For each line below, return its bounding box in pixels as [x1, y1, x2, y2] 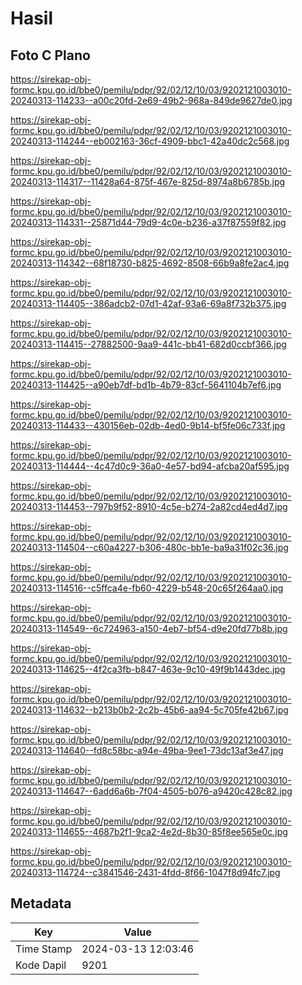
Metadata [10, 895, 72, 912]
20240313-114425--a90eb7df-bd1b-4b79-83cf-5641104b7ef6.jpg [10, 379, 282, 391]
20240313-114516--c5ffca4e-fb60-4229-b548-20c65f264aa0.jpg [10, 582, 284, 594]
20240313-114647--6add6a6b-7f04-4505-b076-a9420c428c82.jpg [10, 785, 293, 797]
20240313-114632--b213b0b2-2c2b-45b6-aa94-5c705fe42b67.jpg [10, 704, 289, 716]
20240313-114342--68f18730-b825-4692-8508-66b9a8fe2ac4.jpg [10, 257, 290, 269]
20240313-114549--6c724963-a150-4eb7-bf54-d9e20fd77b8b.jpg [10, 623, 288, 634]
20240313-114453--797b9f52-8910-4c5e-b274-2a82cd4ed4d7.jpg [10, 501, 288, 512]
